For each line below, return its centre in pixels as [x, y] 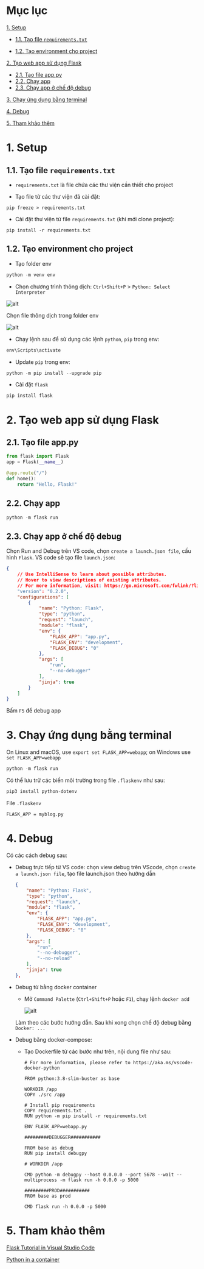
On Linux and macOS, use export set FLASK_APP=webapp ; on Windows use [99, 752]
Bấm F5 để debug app [34, 711]
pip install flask [29, 396]
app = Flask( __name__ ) [35, 462]
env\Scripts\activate [34, 350]
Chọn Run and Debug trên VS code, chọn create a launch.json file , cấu [99, 551]
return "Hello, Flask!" [47, 484]
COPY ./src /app [45, 1095]
